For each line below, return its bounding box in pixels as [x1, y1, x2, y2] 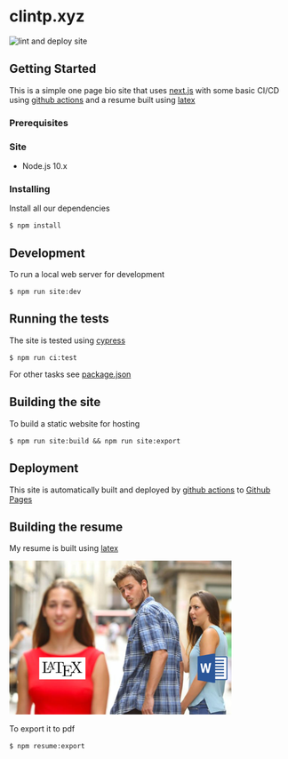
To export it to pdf [9, 723, 76, 734]
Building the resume [9, 519, 123, 534]
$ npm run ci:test [9, 353, 77, 362]
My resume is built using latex [9, 543, 118, 554]
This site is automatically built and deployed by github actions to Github [9, 484, 271, 495]
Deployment [9, 460, 79, 476]
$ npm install [9, 221, 62, 230]
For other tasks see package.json [9, 369, 132, 379]
